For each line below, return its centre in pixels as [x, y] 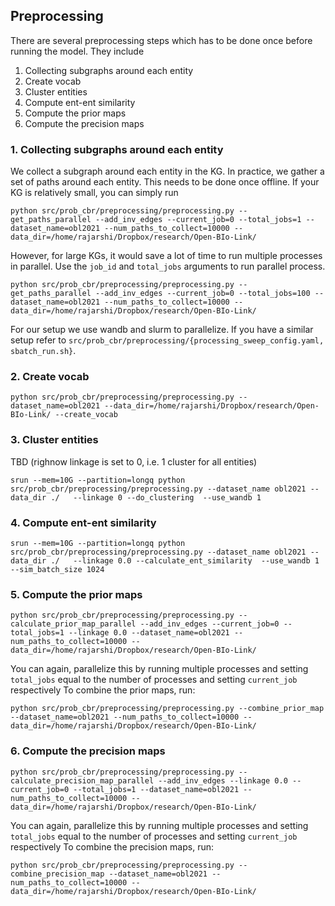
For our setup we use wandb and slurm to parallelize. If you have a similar [162, 330]
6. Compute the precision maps [88, 751]
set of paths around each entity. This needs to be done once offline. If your [165, 182]
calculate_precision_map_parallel [82, 780]
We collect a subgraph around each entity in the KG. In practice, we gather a [167, 171]
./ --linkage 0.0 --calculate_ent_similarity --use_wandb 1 [185, 561]
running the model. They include [77, 51]
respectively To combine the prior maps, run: [103, 690]
